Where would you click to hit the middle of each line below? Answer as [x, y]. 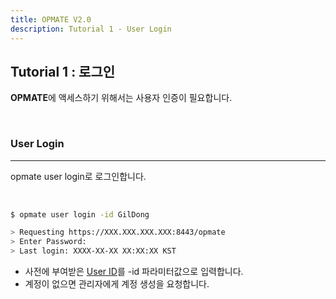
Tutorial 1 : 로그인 [63, 71]
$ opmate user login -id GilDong [80, 214]
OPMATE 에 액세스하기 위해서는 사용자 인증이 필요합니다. [121, 98]
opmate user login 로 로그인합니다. [78, 176]
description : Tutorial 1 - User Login [91, 29]
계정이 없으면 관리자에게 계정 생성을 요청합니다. [117, 284]
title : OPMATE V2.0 [51, 19]
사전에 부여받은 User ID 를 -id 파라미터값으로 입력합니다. [134, 272]
